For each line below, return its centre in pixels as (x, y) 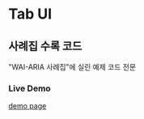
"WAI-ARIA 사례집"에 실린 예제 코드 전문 (72, 67)
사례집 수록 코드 (45, 46)
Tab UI (30, 14)
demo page (28, 106)
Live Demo (30, 88)
